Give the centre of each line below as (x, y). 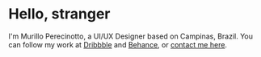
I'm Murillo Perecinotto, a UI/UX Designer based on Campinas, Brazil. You (130, 36)
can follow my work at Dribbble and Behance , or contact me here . (118, 44)
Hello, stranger (59, 14)
